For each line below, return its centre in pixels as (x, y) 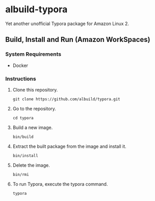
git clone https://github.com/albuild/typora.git (67, 99)
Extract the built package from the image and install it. (69, 146)
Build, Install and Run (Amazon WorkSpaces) (78, 40)
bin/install (25, 155)
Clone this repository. (35, 90)
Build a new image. (33, 127)
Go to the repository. (34, 108)
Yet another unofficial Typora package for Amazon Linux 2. (67, 24)
